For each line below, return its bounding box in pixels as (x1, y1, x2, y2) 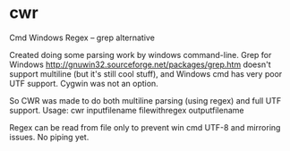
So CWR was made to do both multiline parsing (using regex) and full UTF (9, 95, 282, 105)
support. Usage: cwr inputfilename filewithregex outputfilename (9, 105, 244, 115)
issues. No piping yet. (9, 131, 90, 142)
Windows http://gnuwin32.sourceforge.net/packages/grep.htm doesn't (9, 59, 271, 70)
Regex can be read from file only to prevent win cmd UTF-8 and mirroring (9, 122, 281, 132)
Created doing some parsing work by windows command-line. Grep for (9, 49, 272, 60)
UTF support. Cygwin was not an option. (9, 78, 158, 88)
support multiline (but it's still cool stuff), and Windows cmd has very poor (9, 68, 283, 79)
